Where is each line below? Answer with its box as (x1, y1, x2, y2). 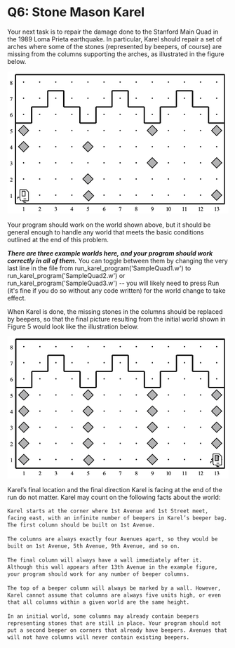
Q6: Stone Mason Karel (7, 4, 145, 20)
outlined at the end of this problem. (7, 235, 109, 244)
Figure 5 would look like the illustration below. (7, 322, 139, 331)
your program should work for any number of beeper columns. (7, 570, 190, 578)
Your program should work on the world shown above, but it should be (7, 220, 211, 229)
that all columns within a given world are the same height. (7, 598, 190, 606)
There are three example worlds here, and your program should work (7, 249, 213, 257)
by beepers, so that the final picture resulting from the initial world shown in (7, 315, 226, 323)
